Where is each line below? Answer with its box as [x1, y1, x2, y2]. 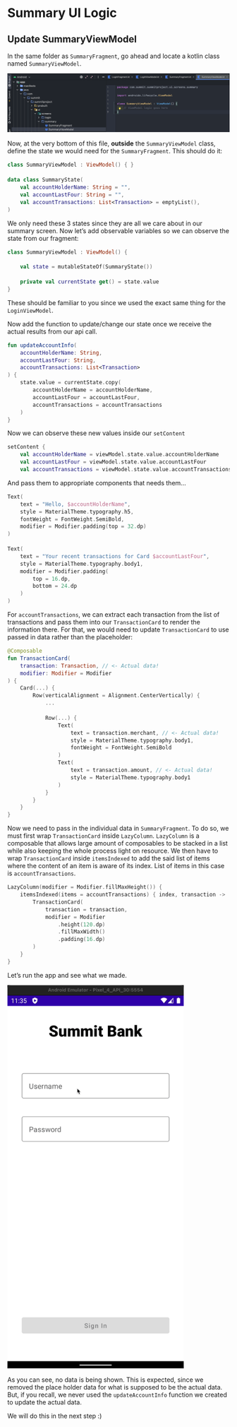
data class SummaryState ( [7, 177, 83, 184]
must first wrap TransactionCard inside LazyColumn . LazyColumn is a [7, 831, 200, 840]
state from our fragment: [7, 234, 79, 242]
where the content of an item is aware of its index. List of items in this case [7, 862, 225, 870]
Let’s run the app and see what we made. [7, 971, 127, 979]
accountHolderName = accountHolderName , [32, 386, 153, 393]
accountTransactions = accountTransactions [32, 401, 162, 408]
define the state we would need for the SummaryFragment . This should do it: [7, 147, 223, 155]
